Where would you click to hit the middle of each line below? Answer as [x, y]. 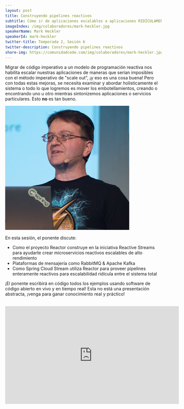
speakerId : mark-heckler [31, 37]
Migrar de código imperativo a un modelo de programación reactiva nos [79, 67]
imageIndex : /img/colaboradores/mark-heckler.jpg [58, 26]
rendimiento [25, 258]
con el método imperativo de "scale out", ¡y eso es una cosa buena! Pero [80, 77]
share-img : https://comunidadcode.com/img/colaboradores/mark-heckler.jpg [84, 52]
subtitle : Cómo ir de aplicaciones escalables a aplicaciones [71, 21]
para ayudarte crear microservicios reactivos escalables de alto [77, 253]
